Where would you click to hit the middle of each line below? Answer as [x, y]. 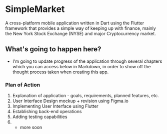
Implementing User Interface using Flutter [55, 106]
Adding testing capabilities [40, 117]
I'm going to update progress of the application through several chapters [87, 61]
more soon [31, 128]
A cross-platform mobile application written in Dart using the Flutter [75, 23]
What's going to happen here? [53, 49]
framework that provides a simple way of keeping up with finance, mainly [80, 28]
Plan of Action [23, 85]
